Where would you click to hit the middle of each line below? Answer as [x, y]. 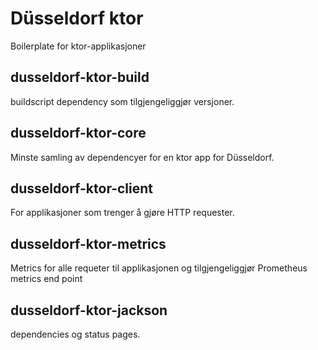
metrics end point [46, 279]
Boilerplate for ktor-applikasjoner [78, 46]
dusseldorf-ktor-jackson [89, 310]
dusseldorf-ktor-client [82, 188]
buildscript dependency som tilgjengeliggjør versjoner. [122, 101]
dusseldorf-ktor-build [80, 77]
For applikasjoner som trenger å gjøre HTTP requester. [122, 213]
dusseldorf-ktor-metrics [88, 243]
